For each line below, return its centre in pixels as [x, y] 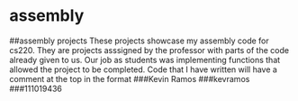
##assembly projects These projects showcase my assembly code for [140, 41]
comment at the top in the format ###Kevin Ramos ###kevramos [130, 78]
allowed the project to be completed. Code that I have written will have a [143, 69]
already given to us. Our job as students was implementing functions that [145, 60]
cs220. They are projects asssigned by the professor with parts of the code [149, 50]
